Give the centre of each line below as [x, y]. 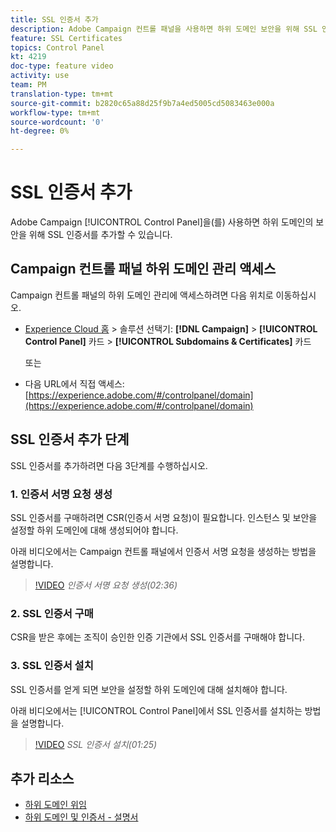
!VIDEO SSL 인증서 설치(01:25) [96, 744]
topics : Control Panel [57, 47]
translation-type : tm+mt [62, 94]
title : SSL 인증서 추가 [54, 19]
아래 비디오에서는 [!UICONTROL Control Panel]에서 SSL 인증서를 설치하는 [156, 710]
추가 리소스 [42, 778]
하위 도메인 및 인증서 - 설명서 [81, 817]
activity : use [40, 76]
